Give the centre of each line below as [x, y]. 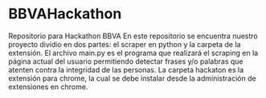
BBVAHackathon [65, 14]
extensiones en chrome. [48, 86]
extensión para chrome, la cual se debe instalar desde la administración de [132, 78]
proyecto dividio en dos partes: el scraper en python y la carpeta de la [125, 44]
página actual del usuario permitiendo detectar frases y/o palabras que [126, 61]
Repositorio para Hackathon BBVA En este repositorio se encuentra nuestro [133, 36]
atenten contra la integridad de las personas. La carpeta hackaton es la [126, 69]
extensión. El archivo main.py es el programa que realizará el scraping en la [133, 53]
